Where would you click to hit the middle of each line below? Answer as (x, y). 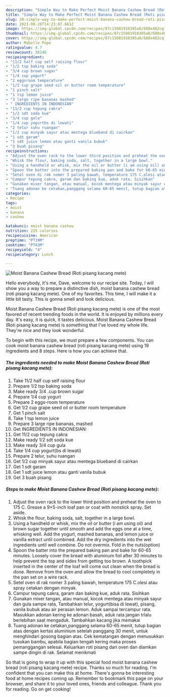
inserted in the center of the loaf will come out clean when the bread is (87, 566)
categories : (18, 193)
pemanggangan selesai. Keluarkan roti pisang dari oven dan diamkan (85, 647)
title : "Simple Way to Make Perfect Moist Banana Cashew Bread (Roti (80, 15)
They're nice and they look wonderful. (45, 331)
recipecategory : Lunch (30, 254)
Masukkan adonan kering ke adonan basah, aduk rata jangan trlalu (82, 615)
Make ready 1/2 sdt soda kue (43, 440)
